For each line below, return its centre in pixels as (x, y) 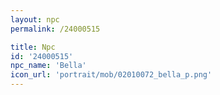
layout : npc (35, 19)
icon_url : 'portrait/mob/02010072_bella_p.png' (111, 75)
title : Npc (33, 47)
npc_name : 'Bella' (48, 66)
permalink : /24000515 (55, 29)
